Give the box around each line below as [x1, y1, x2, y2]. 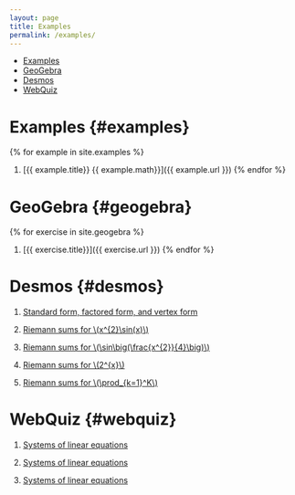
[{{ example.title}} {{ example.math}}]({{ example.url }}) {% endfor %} [22, 164, 286, 175]
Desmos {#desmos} [9, 276, 164, 297]
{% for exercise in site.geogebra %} [9, 226, 144, 237]
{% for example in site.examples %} [9, 147, 144, 158]
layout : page [9, 13, 59, 23]
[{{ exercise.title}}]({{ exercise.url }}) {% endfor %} [22, 244, 215, 256]
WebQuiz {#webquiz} [9, 409, 177, 430]
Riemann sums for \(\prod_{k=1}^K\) [22, 377, 158, 388]
